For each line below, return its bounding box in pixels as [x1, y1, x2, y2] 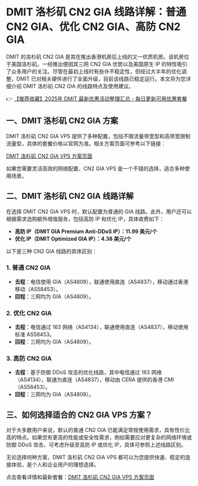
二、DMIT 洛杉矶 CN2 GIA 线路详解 [6, 191, 134, 201]
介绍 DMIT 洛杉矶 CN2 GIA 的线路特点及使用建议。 [11, 82, 134, 89]
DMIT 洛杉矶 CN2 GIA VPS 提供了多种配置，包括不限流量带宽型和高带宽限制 [6, 132, 190, 139]
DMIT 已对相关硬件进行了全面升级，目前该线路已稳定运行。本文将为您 [16, 75, 186, 82]
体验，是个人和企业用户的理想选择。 [11, 461, 99, 468]
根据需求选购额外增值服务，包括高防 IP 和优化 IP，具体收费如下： [6, 215, 165, 222]
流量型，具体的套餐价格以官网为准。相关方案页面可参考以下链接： [6, 139, 166, 147]
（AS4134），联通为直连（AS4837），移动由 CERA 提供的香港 [14, 376, 163, 383]
